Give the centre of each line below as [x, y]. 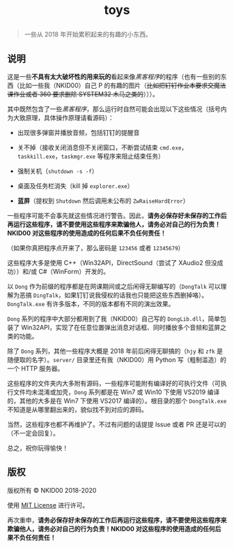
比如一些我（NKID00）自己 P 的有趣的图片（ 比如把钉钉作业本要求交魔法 [123, 85]
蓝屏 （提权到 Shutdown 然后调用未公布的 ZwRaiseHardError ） [103, 201]
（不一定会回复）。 [33, 433]
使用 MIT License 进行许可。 [48, 505]
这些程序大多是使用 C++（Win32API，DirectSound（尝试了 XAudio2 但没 [112, 263]
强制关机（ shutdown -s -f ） [58, 171]
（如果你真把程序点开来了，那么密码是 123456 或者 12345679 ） [96, 248]
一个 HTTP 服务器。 [36, 368]
